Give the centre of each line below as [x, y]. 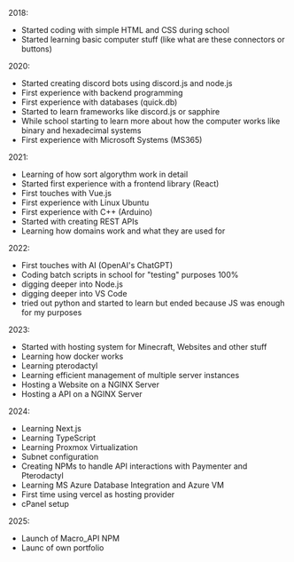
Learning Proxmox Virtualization [79, 447]
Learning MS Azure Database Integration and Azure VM [123, 485]
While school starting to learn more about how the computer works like [151, 121]
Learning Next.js [51, 428]
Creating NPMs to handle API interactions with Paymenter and [134, 466]
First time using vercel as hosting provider [98, 495]
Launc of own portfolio [62, 548]
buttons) [36, 49]
